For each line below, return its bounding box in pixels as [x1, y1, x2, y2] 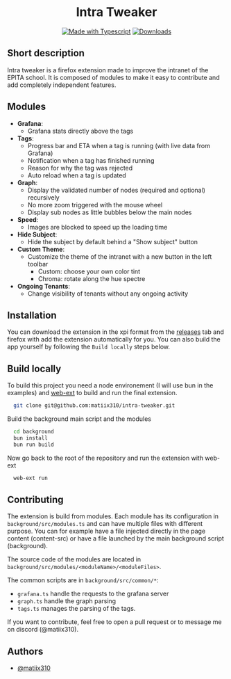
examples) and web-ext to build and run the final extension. [7, 389, 178, 397]
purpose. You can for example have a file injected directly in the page [7, 527, 206, 536]
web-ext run [13, 474, 49, 481]
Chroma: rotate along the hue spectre [37, 274, 146, 282]
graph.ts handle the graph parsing [17, 597, 117, 605]
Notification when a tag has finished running [27, 156, 155, 164]
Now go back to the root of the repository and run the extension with [7, 454, 203, 462]
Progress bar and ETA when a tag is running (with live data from [27, 141, 210, 150]
